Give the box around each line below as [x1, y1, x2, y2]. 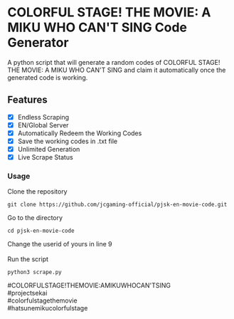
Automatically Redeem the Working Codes [17, 129, 142, 137]
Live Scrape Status [17, 153, 73, 162]
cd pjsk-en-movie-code [7, 227, 75, 235]
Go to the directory [7, 214, 63, 222]
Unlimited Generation [17, 145, 80, 153]
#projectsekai [7, 289, 48, 298]
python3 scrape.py [7, 268, 62, 276]
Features [7, 94, 48, 106]
